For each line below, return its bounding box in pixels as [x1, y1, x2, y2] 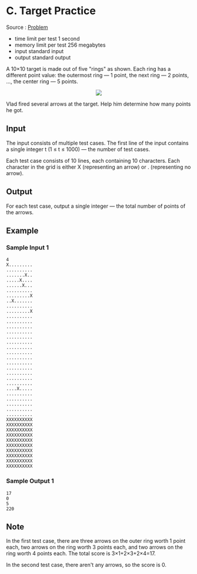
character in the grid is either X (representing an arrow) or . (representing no [6, 163, 191, 170]
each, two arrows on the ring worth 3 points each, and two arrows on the [6, 544, 183, 551]
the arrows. [6, 208, 34, 216]
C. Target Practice [6, 4, 96, 18]
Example [6, 225, 39, 235]
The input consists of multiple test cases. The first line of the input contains [6, 139, 189, 146]
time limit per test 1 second [14, 35, 80, 42]
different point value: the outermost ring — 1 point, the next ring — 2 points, [6, 71, 189, 78]
